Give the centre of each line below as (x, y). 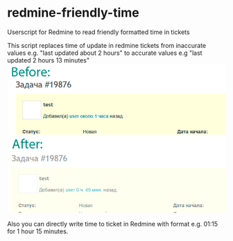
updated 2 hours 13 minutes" (49, 60)
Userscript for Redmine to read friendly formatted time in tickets (98, 32)
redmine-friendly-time (74, 13)
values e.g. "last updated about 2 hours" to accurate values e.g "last (105, 53)
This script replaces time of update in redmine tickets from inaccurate (107, 45)
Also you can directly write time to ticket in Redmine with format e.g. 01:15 (113, 224)
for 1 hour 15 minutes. (38, 231)
